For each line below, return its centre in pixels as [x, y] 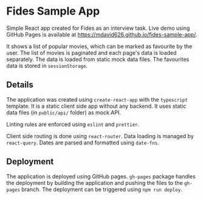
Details [20, 85]
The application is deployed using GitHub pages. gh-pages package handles [101, 176]
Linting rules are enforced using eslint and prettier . [73, 124]
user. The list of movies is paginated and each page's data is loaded [91, 52]
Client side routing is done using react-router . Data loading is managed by [100, 136]
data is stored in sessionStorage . [47, 66]
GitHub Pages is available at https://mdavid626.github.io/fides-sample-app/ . [102, 34]
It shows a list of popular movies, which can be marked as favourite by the [99, 46]
